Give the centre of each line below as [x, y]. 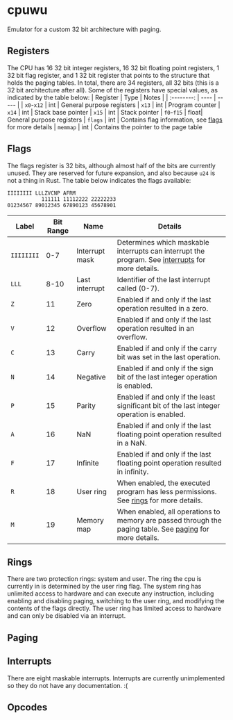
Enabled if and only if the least [166, 397]
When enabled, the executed [164, 483]
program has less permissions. [167, 491]
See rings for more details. [160, 500]
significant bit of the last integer [169, 405]
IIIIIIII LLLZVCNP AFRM [42, 193]
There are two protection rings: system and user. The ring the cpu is [104, 579]
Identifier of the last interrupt [164, 279]
